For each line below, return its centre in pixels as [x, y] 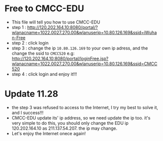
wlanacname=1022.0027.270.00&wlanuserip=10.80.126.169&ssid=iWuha [84, 32]
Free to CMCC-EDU [44, 9]
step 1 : [19, 27]
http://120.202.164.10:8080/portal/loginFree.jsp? [60, 58]
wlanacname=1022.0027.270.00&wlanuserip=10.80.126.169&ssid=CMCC [84, 64]
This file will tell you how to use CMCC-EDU [56, 22]
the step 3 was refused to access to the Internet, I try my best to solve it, [85, 107]
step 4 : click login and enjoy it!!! [44, 74]
